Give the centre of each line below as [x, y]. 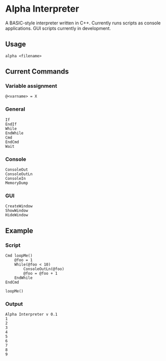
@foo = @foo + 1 [40, 274]
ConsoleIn [16, 179]
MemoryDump [17, 183]
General [15, 109]
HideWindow [17, 215]
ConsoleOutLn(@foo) [44, 269]
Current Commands [37, 72]
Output [14, 304]
